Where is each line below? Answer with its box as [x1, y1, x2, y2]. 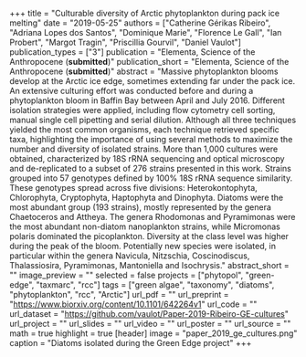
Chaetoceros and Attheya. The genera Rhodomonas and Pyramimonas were [9, 212, 296, 222]
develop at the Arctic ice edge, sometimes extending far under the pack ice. [9, 76, 295, 86]
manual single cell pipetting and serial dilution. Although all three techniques [9, 114, 297, 125]
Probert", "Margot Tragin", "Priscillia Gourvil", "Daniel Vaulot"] [9, 37, 242, 47]
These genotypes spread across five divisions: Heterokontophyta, [9, 183, 258, 193]
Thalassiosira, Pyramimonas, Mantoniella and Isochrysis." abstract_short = [9, 260, 290, 270]
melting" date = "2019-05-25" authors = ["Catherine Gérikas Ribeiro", [9, 17, 271, 28]
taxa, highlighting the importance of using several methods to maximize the [9, 134, 293, 144]
